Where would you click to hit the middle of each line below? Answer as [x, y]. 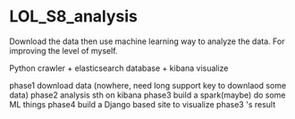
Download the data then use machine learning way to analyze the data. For [147, 41]
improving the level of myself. [63, 50]
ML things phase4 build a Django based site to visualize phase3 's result [143, 104]
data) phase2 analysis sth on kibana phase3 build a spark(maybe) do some [147, 95]
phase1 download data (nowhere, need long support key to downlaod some [148, 85]
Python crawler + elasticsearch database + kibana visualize [119, 68]
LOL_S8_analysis [74, 17]
